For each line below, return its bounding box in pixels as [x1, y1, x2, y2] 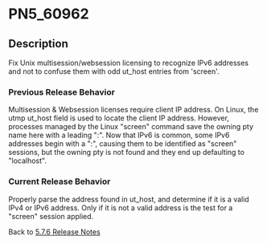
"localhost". [8, 156, 47, 165]
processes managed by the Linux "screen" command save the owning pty [8, 122, 254, 132]
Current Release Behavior [8, 176, 111, 187]
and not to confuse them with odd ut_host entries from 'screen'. [8, 67, 220, 76]
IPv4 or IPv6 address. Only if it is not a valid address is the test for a [8, 202, 233, 213]
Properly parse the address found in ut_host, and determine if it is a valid [8, 194, 249, 204]
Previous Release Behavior [8, 86, 115, 97]
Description [8, 37, 68, 51]
